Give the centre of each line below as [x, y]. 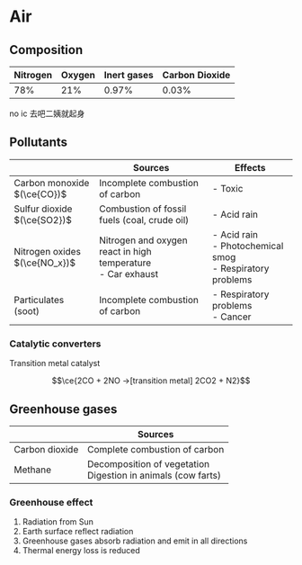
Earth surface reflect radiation [78, 532]
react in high [125, 251]
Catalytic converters [55, 344]
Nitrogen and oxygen [143, 240]
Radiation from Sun [58, 522]
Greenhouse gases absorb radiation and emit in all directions [135, 541]
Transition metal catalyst [55, 363]
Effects [250, 167]
